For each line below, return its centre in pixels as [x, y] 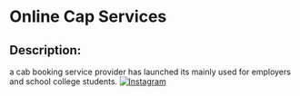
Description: [45, 50]
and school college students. [64, 82]
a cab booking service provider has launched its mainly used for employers [150, 72]
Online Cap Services [88, 17]
